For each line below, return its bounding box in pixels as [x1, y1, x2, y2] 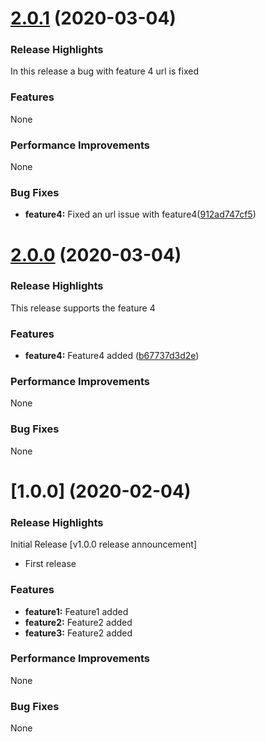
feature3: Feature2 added [24, 627, 133, 639]
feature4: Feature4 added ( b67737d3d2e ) [24, 350, 200, 362]
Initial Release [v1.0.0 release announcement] [10, 538, 197, 551]
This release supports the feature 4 [10, 302, 156, 314]
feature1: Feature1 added [24, 605, 129, 617]
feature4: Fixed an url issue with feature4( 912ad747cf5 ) [24, 208, 257, 221]
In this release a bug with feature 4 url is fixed [10, 65, 199, 77]
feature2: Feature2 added [24, 616, 133, 628]
